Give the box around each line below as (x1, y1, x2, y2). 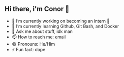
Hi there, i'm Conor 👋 (4, 5, 70, 13)
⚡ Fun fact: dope (11, 46, 46, 52)
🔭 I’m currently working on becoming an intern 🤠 (11, 18, 110, 24)
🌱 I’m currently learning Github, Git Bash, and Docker (11, 23, 119, 29)
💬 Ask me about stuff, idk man (11, 28, 73, 34)
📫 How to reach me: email (11, 34, 66, 40)
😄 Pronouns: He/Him (11, 41, 55, 47)
